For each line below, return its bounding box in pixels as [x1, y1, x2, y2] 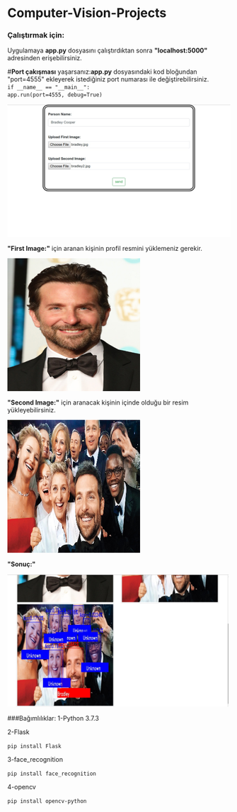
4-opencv [7, 783, 37, 791]
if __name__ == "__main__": [7, 84, 91, 91]
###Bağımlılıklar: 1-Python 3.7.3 [7, 714, 99, 723]
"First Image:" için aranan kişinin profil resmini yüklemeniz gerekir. [7, 244, 203, 253]
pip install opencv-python [7, 798, 87, 805]
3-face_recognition [7, 755, 64, 764]
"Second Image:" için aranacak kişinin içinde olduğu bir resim [7, 398, 189, 407]
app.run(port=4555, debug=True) [7, 91, 103, 98]
